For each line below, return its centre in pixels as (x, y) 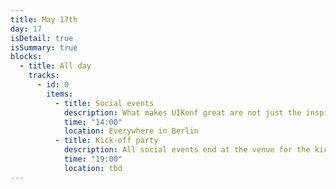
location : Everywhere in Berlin (131, 131)
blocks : (26, 57)
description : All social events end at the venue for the (187, 150)
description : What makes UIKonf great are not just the (182, 112)
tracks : (44, 76)
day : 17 (26, 29)
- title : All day (55, 66)
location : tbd (93, 168)
